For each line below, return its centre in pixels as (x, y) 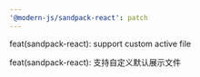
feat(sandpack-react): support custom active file (100, 43)
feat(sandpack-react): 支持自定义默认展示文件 (95, 62)
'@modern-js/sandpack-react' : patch (79, 18)
